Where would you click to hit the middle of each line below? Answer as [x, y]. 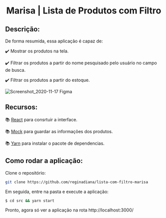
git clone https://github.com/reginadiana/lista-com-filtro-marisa [77, 182]
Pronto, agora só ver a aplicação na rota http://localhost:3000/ [69, 210]
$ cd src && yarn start [30, 201]
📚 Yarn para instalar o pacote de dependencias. [55, 143]
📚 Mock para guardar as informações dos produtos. [59, 131]
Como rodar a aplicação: [44, 161]
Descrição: [22, 29]
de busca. [15, 70]
